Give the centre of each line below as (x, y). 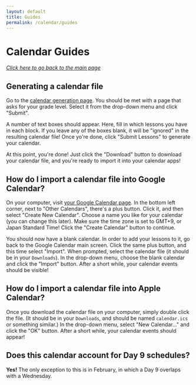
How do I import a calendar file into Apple (83, 289)
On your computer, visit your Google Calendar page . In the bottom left (91, 202)
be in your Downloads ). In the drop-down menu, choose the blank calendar (96, 257)
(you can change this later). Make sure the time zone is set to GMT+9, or (94, 221)
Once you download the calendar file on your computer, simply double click (98, 312)
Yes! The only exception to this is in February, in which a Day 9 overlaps (94, 369)
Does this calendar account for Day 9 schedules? (98, 355)
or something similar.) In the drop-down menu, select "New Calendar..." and (98, 324)
